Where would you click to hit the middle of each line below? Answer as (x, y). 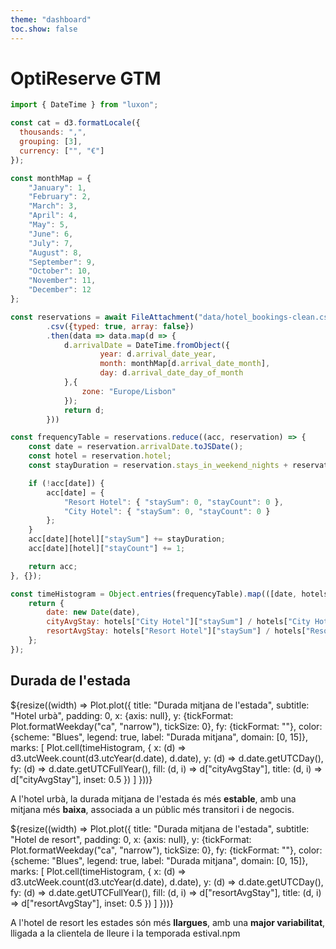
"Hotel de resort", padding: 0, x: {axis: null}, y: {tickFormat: (131, 839)
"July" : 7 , (51, 243)
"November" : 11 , (62, 281)
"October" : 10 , (60, 271)
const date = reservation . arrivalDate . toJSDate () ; (136, 447)
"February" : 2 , (60, 197)
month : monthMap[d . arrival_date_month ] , (185, 364)
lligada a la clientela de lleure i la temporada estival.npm (125, 933)
